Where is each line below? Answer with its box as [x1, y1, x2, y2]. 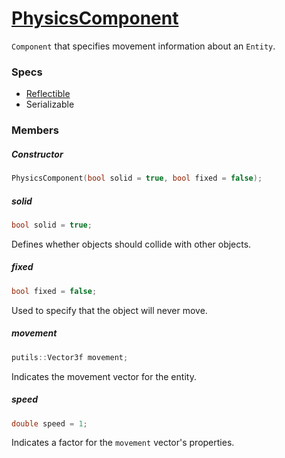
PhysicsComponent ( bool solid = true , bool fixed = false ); [11, 173, 263, 184]
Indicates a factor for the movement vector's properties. [11, 437, 235, 449]
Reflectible [25, 88, 71, 100]
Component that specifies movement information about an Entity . [11, 40, 276, 52]
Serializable [25, 98, 75, 111]
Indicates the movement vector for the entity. [11, 370, 197, 382]
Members [11, 123, 59, 137]
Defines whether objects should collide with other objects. [11, 238, 252, 250]
